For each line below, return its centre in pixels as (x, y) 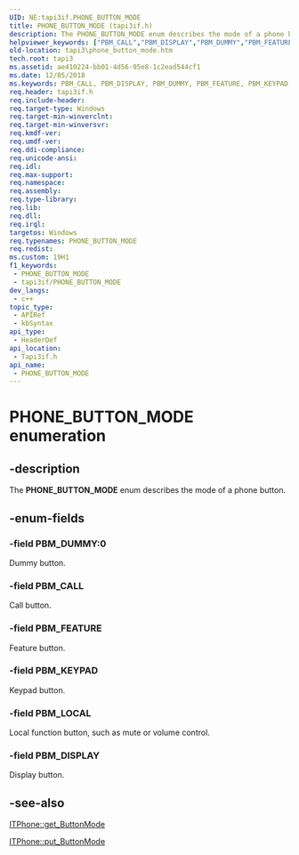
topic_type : (31, 307)
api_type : (28, 332)
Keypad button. (37, 690)
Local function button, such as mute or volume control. (110, 733)
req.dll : (25, 216)
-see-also (37, 803)
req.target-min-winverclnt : (61, 117)
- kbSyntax (33, 324)
